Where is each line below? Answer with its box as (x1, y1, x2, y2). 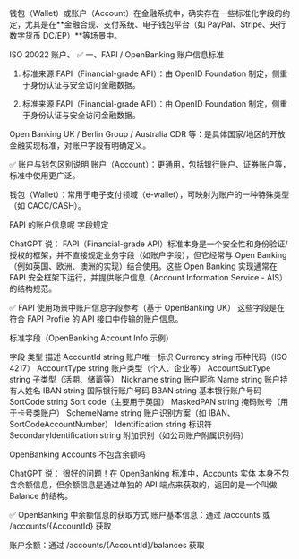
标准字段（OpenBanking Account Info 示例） (9, 332, 175, 343)
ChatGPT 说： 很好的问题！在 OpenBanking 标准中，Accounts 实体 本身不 (9, 469, 282, 478)
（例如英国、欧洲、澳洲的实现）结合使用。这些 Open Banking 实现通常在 (9, 261, 278, 271)
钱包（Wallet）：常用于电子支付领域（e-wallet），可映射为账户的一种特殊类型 (9, 189, 289, 200)
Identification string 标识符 (115, 419, 212, 429)
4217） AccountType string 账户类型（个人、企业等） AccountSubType (9, 363, 271, 374)
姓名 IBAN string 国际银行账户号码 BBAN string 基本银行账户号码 (24, 385, 262, 396)
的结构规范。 (9, 283, 56, 294)
